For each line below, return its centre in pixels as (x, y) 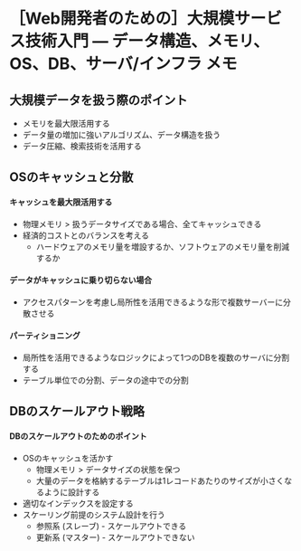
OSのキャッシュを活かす (68, 458)
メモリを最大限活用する (66, 123)
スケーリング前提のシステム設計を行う (94, 514)
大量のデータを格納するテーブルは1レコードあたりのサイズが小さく (160, 480)
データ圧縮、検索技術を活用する (82, 146)
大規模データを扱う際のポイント (99, 100)
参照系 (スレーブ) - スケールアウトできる (111, 526)
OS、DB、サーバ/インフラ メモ (123, 64)
